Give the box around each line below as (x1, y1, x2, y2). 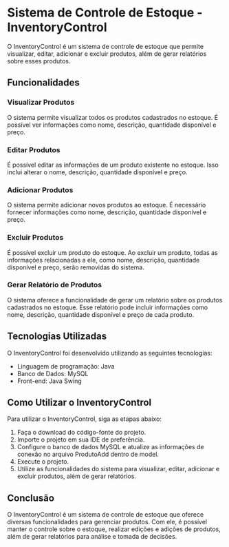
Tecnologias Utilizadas (7, 331, 107, 342)
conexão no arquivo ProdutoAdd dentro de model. (17, 450, 160, 459)
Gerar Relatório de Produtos (7, 280, 102, 290)
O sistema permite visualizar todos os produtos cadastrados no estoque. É (7, 113, 219, 121)
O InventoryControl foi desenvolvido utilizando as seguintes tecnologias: (7, 349, 212, 357)
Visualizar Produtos (7, 98, 75, 107)
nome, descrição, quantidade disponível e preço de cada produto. (7, 310, 195, 318)
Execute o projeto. (17, 457, 69, 466)
